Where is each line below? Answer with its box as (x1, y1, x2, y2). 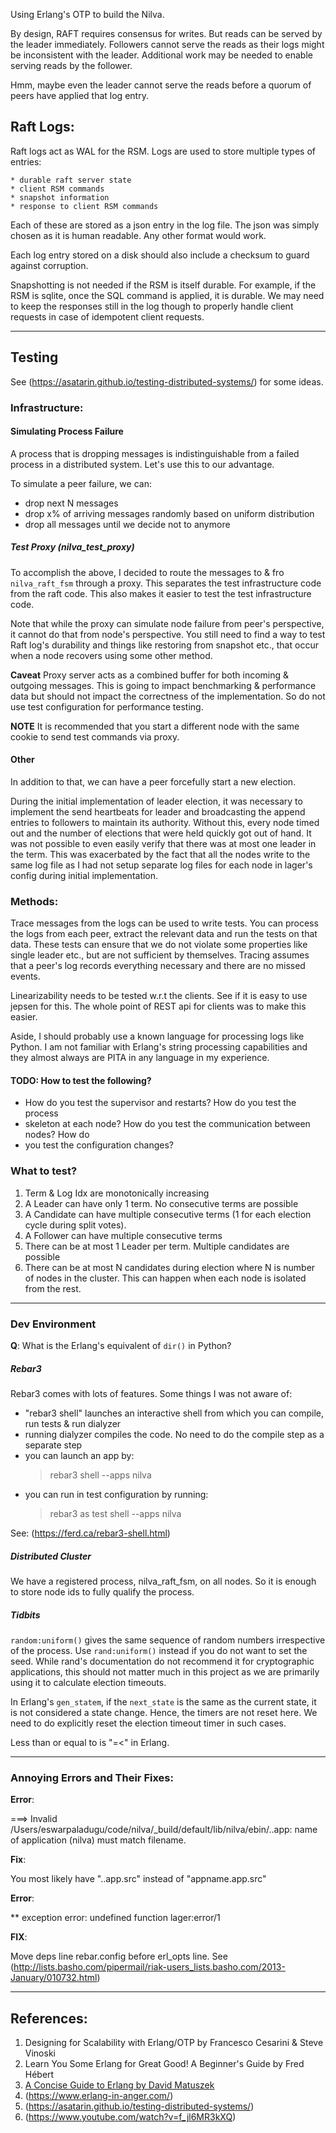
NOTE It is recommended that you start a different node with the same (10, 720, 300, 732)
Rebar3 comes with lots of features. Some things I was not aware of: (10, 1387, 293, 1399)
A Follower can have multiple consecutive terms (24, 1229, 223, 1241)
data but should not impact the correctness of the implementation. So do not (10, 690, 326, 702)
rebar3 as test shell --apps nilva (49, 1507, 182, 1519)
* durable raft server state (10, 175, 132, 185)
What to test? (10, 1164, 78, 1178)
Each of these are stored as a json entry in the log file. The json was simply (10, 219, 320, 231)
